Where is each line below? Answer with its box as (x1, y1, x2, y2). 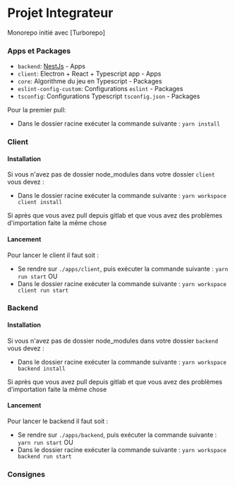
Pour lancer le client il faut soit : (7, 251, 99, 259)
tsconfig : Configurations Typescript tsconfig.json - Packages (17, 92, 200, 100)
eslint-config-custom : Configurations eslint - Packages (17, 85, 183, 93)
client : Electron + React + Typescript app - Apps (17, 69, 162, 78)
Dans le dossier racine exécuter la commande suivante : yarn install (17, 119, 221, 128)
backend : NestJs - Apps (17, 62, 86, 71)
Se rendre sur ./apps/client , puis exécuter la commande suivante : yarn (17, 264, 229, 273)
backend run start (17, 453, 72, 460)
